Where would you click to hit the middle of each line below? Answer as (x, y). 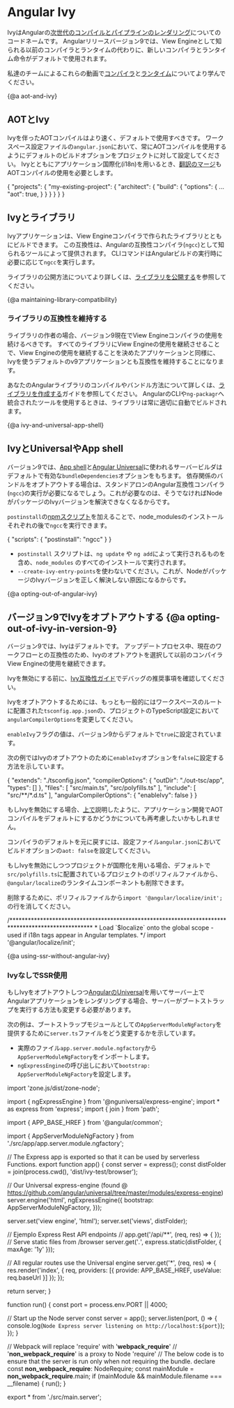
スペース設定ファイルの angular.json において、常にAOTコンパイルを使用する (117, 146)
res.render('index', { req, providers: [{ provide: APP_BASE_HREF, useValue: (114, 1270)
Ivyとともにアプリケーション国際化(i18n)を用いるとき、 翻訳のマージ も (121, 164)
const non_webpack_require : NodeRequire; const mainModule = (101, 1368)
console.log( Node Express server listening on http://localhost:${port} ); (116, 1325)
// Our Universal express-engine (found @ (68, 1185)
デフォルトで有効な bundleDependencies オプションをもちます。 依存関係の (112, 476)
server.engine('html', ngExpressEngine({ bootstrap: (80, 1199)
